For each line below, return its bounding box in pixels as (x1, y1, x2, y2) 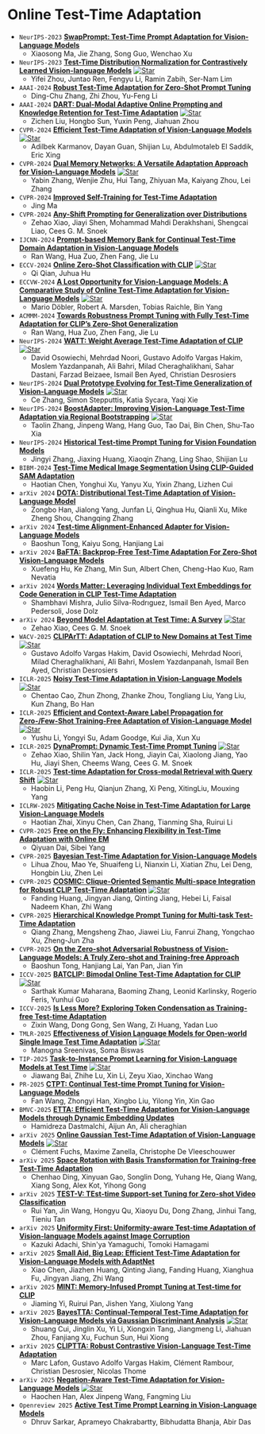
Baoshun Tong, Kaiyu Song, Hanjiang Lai (30, 538, 164, 548)
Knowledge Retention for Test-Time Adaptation (18, 107, 179, 117)
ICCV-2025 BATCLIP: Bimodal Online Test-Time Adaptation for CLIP (18, 969, 241, 979)
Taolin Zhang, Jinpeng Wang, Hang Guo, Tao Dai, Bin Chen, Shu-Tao (30, 420, 255, 430)
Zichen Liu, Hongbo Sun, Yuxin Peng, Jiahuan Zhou (30, 116, 200, 126)
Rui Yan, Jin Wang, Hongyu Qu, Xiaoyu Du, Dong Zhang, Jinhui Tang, (30, 1206, 257, 1215)
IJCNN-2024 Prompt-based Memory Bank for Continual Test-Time (18, 234, 236, 244)
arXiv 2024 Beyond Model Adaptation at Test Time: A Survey (18, 614, 223, 624)
